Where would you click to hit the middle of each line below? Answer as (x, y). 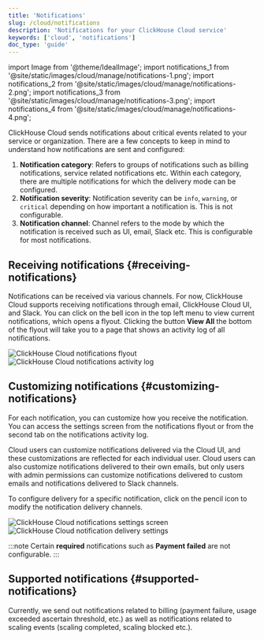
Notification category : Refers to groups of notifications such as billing (134, 165)
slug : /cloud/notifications (54, 23)
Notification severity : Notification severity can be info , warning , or (128, 199)
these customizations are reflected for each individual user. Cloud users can (132, 458)
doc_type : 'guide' (38, 45)
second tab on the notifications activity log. (78, 434)
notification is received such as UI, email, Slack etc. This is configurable (136, 232)
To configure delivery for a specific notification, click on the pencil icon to (128, 498)
